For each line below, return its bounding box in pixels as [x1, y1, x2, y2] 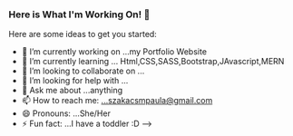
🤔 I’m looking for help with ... [21, 75, 129, 86]
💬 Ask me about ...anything [21, 85, 123, 96]
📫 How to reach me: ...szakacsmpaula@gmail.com [21, 95, 213, 106]
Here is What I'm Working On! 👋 [8, 8, 151, 21]
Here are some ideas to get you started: [8, 29, 158, 40]
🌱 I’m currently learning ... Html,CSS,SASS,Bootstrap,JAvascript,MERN [21, 56, 285, 67]
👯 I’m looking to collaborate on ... [21, 65, 145, 76]
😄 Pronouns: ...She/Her [21, 108, 111, 119]
